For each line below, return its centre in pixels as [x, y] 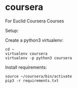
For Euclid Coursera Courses [35, 21]
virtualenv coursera [27, 54]
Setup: [12, 30]
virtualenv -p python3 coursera [38, 58]
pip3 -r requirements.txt [32, 81]
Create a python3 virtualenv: [34, 40]
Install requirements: [26, 67]
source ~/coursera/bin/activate [38, 76]
